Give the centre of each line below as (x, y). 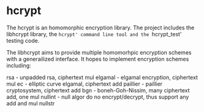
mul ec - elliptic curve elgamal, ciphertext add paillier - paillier (85, 84)
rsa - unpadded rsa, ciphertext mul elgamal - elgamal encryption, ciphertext (102, 77)
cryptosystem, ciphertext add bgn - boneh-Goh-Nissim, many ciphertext (98, 90)
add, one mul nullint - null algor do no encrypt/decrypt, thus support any (98, 97)
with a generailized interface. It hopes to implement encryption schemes (98, 59)
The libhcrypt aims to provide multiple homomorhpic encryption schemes (99, 52)
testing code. (23, 40)
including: (19, 65)
